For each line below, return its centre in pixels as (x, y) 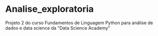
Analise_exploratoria (50, 9)
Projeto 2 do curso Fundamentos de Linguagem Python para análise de (79, 23)
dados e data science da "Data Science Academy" (58, 28)
